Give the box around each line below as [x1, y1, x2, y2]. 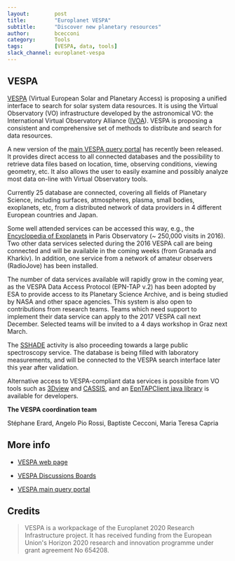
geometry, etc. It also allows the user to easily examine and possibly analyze [7, 167, 229, 175]
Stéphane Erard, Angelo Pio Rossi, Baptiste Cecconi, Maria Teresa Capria [7, 419, 219, 427]
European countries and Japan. [7, 210, 98, 219]
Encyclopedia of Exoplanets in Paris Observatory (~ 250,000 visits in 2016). [7, 231, 226, 240]
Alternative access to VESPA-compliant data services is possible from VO [7, 377, 220, 385]
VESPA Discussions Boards [17, 471, 97, 480]
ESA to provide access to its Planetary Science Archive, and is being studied [7, 290, 228, 298]
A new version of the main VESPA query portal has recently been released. [7, 144, 223, 153]
